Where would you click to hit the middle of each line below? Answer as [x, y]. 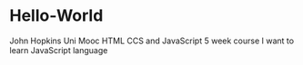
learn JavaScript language [59, 50]
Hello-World [56, 16]
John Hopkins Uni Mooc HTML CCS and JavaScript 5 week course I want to [151, 41]
